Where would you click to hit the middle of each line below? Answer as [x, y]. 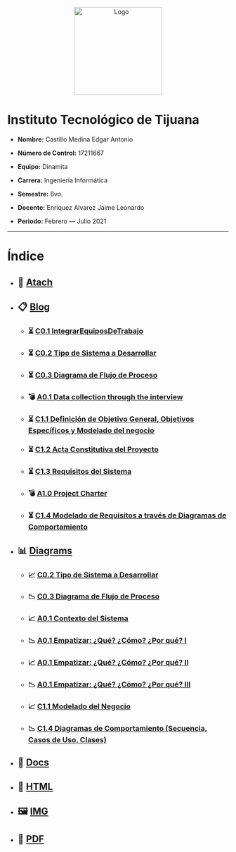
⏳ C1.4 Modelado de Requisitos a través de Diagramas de [127, 515]
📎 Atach [35, 282]
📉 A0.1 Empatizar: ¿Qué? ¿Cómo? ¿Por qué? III [109, 684]
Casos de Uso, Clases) [67, 739]
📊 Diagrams [45, 550]
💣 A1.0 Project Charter [67, 494]
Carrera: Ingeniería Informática [63, 180]
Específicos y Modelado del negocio [91, 430]
